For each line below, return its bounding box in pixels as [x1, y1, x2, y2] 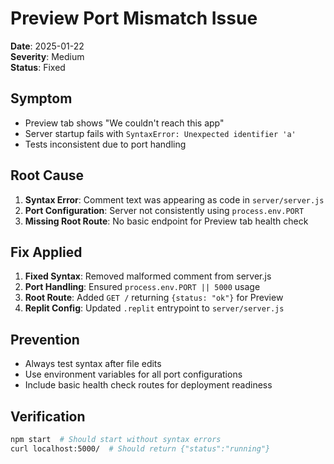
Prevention [10, 331, 80, 348]
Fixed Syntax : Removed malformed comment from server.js [24, 270, 272, 282]
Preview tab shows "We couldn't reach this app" [24, 117, 225, 129]
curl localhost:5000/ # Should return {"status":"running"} [10, 443, 271, 454]
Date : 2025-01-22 [10, 40, 85, 52]
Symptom [10, 90, 73, 107]
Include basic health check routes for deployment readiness [24, 379, 273, 391]
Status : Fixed [10, 61, 66, 73]
